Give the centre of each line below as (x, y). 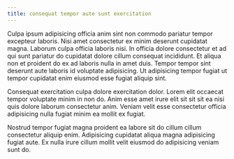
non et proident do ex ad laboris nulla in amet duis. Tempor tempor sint (109, 63)
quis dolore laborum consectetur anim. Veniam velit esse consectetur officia (117, 106)
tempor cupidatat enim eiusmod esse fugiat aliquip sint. (87, 78)
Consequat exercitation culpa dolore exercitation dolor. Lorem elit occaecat (115, 91)
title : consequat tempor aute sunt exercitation (79, 14)
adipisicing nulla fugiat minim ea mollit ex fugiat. (76, 114)
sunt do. (19, 149)
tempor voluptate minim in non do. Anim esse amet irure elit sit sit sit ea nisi (116, 99)
